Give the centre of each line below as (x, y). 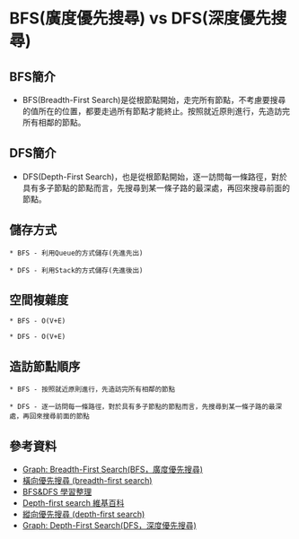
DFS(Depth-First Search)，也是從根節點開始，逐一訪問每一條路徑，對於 (154, 177)
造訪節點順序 (45, 366)
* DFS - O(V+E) (38, 337)
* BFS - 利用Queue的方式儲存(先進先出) (76, 253)
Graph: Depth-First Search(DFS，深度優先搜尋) (110, 526)
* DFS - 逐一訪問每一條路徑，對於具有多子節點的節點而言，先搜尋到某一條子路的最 (142, 407)
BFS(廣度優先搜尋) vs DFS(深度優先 (140, 18)
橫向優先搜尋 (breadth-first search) (87, 481)
